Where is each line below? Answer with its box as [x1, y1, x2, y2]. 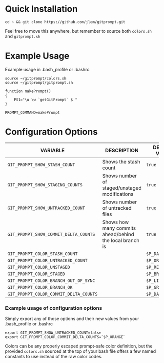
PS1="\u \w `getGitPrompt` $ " [14, 97, 78, 102]
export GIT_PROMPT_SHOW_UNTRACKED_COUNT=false [5, 330, 102, 335]
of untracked [102, 204, 132, 211]
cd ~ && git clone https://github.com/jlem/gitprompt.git [5, 20, 125, 24]
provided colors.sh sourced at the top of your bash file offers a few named [5, 348, 156, 354]
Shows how [102, 219, 129, 225]
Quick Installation [5, 3, 78, 15]
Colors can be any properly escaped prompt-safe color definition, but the [5, 343, 153, 349]
